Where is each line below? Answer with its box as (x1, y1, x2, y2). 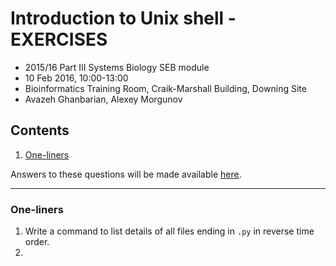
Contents (10, 122, 70, 139)
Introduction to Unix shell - (10, 7, 237, 30)
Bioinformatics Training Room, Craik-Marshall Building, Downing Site (24, 82, 307, 94)
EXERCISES (10, 28, 108, 51)
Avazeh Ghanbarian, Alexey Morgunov (24, 93, 183, 105)
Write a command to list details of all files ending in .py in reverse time (24, 225, 315, 237)
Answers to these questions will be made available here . (10, 168, 242, 180)
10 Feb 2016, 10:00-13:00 (24, 72, 129, 84)
